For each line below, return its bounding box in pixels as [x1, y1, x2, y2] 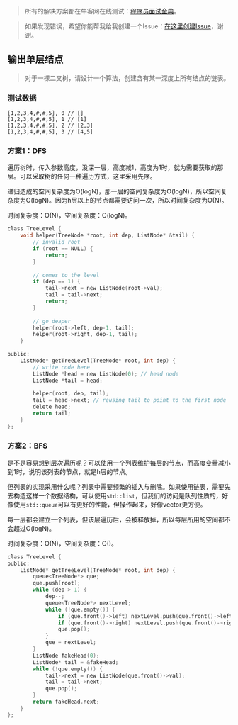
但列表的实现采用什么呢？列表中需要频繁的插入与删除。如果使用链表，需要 [7, 482, 225, 491]
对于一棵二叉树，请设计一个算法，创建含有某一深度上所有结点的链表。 [24, 74, 230, 82]
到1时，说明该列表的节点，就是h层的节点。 [7, 467, 132, 476]
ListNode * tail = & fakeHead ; [33, 658, 119, 665]
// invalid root [33, 239, 81, 246]
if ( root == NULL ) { [33, 245, 93, 252]
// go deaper [33, 317, 72, 325]
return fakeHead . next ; [33, 698, 100, 706]
